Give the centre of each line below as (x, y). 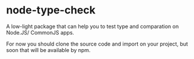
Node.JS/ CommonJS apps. (40, 32)
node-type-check (51, 10)
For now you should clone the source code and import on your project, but (97, 44)
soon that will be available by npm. (48, 50)
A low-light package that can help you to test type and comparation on (93, 26)
